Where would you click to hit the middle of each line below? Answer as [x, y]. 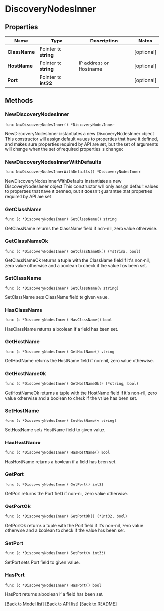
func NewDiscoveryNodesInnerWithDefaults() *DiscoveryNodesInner [73, 172]
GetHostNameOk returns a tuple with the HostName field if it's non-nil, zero [81, 393]
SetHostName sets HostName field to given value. [55, 430]
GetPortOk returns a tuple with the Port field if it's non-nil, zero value [74, 525]
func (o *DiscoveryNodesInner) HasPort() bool [53, 585]
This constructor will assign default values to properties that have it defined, [82, 139]
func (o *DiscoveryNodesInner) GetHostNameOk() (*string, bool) [72, 384]
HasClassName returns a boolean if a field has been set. [62, 329]
